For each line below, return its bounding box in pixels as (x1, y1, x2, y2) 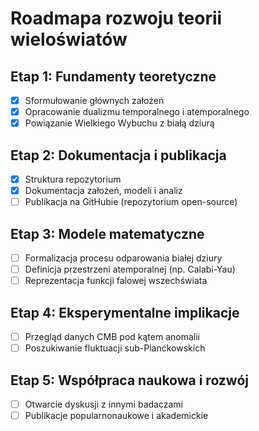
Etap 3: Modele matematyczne (10, 225, 205, 242)
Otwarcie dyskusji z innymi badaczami (24, 398, 183, 410)
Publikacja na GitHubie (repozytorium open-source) (24, 196, 238, 208)
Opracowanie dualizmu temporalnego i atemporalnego (24, 106, 250, 118)
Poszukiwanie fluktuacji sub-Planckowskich (24, 342, 206, 354)
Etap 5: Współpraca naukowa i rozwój (10, 372, 250, 389)
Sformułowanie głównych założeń (24, 95, 165, 106)
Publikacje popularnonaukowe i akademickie (24, 410, 209, 421)
